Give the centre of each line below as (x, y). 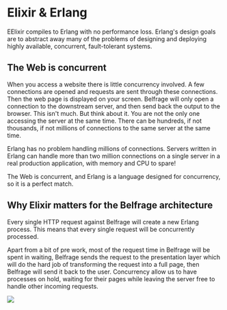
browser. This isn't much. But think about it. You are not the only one (104, 113)
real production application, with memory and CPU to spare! (92, 163)
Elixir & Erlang (47, 13)
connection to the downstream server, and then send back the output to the (114, 106)
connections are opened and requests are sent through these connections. (112, 91)
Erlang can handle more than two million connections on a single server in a (114, 156)
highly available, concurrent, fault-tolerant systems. (80, 46)
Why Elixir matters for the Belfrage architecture (110, 205)
